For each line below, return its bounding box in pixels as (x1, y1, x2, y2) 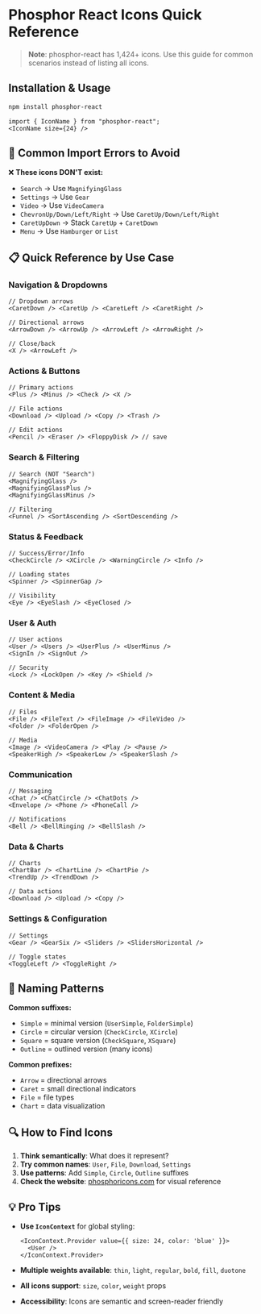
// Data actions (8, 888, 63, 896)
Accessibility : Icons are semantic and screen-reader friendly (19, 1296, 224, 1306)
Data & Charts (8, 841, 64, 852)
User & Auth (8, 617, 56, 628)
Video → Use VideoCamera (19, 201, 105, 210)
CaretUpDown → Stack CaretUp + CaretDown (19, 218, 159, 227)
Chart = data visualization (19, 1101, 106, 1111)
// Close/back (8, 340, 56, 348)
